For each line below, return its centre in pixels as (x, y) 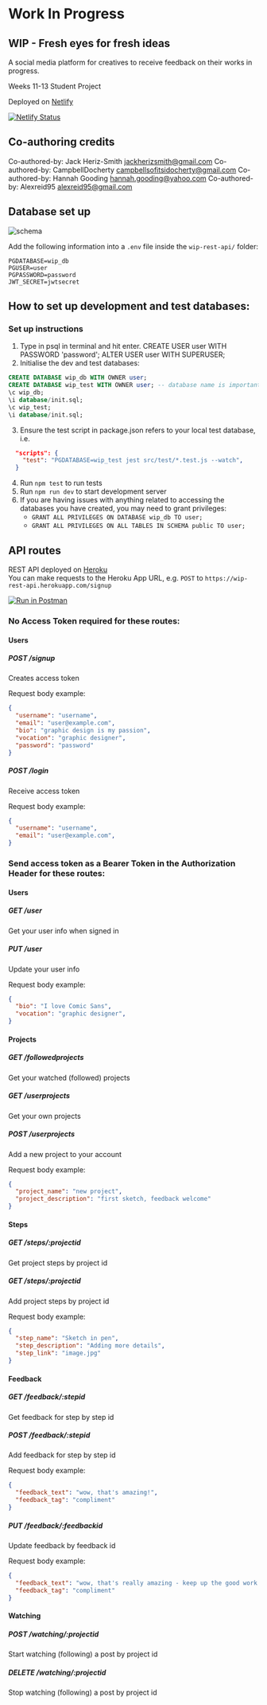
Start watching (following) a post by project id (83, 1654)
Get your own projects (44, 1116)
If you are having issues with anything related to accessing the (122, 500)
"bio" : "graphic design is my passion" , (83, 731)
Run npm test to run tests (61, 483)
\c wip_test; (30, 407)
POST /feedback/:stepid (49, 1435)
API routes (35, 550)
